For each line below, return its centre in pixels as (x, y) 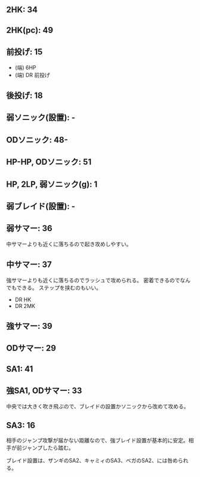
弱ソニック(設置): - (41, 118)
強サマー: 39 (29, 326)
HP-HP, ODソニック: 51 (49, 162)
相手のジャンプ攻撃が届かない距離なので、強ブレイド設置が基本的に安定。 (98, 441)
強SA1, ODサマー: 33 (44, 391)
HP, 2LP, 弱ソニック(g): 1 (52, 184)
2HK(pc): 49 (30, 30)
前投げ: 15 (24, 52)
